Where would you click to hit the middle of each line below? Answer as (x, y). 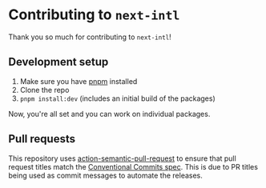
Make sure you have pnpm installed (79, 81)
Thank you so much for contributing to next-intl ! (90, 37)
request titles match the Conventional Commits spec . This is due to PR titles (133, 166)
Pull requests (42, 139)
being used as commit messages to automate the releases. (105, 175)
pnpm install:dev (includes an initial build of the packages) (118, 98)
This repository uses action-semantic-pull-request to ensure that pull (122, 158)
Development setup (58, 62)
